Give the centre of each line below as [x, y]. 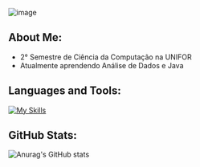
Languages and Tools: [65, 91]
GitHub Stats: [43, 135]
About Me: [35, 37]
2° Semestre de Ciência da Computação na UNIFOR [106, 57]
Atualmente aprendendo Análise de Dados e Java [102, 65]
